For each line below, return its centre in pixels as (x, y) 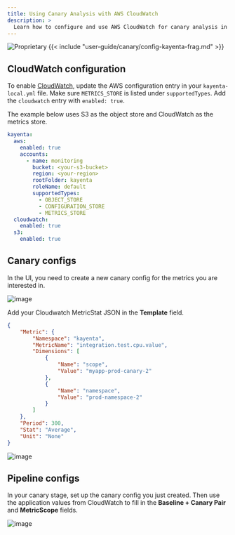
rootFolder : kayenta (62, 180)
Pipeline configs (43, 478)
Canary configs (42, 261)
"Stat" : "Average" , (48, 430)
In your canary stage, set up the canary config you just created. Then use (114, 495)
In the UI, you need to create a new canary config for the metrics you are (113, 277)
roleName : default (59, 187)
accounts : (34, 154)
